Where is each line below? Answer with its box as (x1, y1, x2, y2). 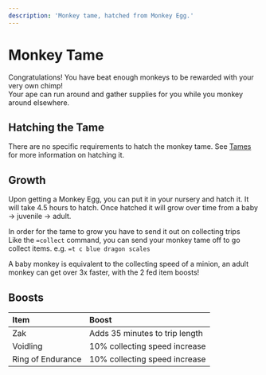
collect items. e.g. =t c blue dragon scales (8, 244, 151, 253)
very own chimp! (8, 80, 64, 90)
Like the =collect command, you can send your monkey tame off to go (8, 236, 241, 245)
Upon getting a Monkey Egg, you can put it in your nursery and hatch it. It (8, 194, 249, 204)
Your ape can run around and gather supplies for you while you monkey (8, 89, 244, 99)
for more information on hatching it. (8, 150, 125, 160)
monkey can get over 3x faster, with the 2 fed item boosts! (8, 268, 200, 277)
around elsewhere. (8, 97, 70, 107)
